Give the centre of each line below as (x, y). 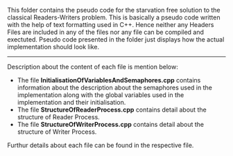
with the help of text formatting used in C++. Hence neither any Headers (111, 25)
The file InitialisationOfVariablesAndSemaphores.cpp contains (109, 80)
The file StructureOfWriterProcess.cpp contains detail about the (111, 124)
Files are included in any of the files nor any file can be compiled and (106, 32)
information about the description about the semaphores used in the (115, 87)
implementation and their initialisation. (71, 102)
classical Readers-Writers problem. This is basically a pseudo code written (114, 17)
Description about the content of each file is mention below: (93, 67)
